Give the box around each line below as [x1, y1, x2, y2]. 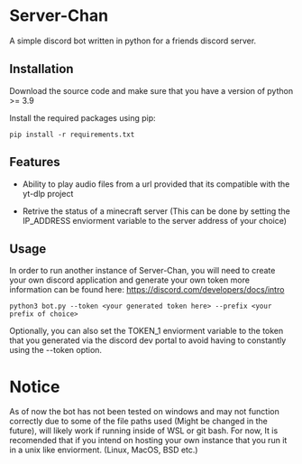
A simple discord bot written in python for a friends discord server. [9, 35, 257, 46]
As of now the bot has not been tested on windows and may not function [9, 406, 279, 417]
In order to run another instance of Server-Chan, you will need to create [9, 265, 276, 276]
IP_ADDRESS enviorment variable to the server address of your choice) [22, 215, 287, 226]
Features [9, 154, 60, 170]
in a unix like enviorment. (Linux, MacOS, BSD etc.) [9, 444, 198, 456]
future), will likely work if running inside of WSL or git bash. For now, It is [9, 425, 279, 436]
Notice [9, 376, 60, 397]
